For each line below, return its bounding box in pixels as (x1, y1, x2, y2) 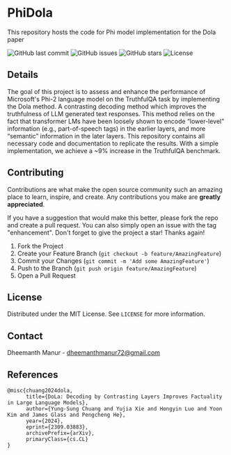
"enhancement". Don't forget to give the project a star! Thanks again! (7, 228, 205, 237)
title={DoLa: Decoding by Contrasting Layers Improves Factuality (25, 393, 223, 400)
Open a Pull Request (17, 271, 77, 280)
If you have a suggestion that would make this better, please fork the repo (7, 214, 218, 222)
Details (7, 69, 38, 81)
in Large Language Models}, (7, 399, 89, 406)
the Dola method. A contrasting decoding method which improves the (7, 102, 207, 111)
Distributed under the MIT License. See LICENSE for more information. (7, 310, 205, 318)
